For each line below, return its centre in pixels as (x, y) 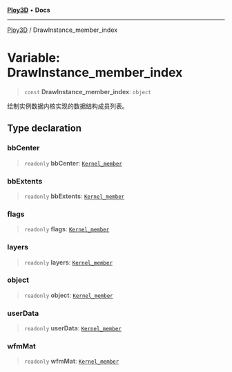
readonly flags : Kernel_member (67, 229)
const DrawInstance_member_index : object (88, 91)
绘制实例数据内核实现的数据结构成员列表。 (68, 106)
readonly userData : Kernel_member (73, 328)
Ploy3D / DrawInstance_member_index (62, 30)
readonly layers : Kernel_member (68, 262)
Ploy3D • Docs (29, 10)
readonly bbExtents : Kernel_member (74, 196)
